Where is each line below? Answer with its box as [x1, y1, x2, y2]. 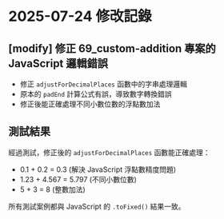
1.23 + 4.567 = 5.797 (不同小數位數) [19, 174, 138, 184]
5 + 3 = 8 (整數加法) [19, 185, 86, 194]
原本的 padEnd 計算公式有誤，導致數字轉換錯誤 [19, 90, 172, 98]
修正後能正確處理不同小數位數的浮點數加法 [19, 99, 161, 109]
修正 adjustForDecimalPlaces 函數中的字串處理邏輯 [19, 79, 188, 89]
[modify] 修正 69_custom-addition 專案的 [8, 42, 216, 55]
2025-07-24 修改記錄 [8, 7, 152, 26]
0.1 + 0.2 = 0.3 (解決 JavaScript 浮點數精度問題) [19, 165, 177, 174]
